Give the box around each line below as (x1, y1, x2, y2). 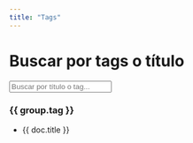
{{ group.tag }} (9, 104, 74, 117)
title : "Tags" (9, 12, 62, 22)
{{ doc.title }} (21, 124, 70, 135)
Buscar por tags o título (9, 50, 185, 71)
